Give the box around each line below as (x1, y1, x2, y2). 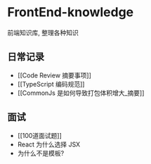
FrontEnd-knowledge (7, 4, 134, 20)
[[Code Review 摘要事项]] (17, 71, 91, 80)
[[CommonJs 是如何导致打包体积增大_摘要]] (17, 89, 145, 97)
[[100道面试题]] (17, 131, 62, 139)
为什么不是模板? (17, 149, 65, 157)
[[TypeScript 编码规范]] (17, 80, 85, 88)
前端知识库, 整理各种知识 (7, 28, 79, 37)
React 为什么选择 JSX (17, 140, 81, 149)
